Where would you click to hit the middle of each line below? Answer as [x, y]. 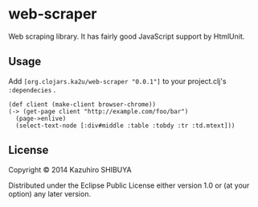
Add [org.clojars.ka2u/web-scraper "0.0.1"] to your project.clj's [117, 81]
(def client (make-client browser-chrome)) [82, 104]
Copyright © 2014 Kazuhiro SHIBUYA [70, 169]
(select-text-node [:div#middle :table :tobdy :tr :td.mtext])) [125, 126]
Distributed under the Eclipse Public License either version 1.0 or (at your [129, 185]
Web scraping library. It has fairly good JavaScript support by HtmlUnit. [127, 36]
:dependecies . [32, 89]
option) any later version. [49, 193]
